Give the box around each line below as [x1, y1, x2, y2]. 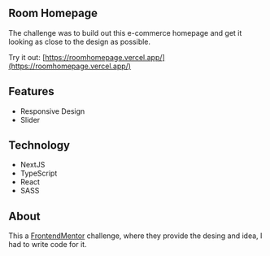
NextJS [20, 160, 46, 170]
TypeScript [20, 168, 58, 178]
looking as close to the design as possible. [8, 37, 151, 46]
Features [8, 85, 54, 98]
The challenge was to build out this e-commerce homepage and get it [8, 28, 242, 37]
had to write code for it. [8, 240, 87, 249]
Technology [8, 138, 71, 153]
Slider [20, 115, 41, 124]
